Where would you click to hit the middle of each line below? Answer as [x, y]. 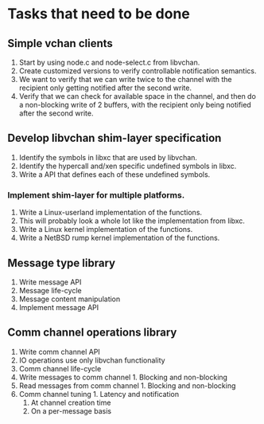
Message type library [62, 263]
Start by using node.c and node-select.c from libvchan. [109, 62]
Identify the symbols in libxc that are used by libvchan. [108, 157]
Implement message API [59, 307]
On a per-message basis [71, 410]
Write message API [50, 282]
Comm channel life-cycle [60, 368]
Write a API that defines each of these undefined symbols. [115, 174]
